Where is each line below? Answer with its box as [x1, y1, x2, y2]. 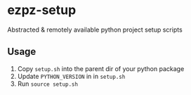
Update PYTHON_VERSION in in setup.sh [17, 72, 126, 80]
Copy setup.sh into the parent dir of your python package [17, 64, 185, 72]
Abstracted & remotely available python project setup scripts [7, 25, 183, 34]
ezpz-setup [7, 2, 77, 18]
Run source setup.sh [17, 80, 79, 88]
